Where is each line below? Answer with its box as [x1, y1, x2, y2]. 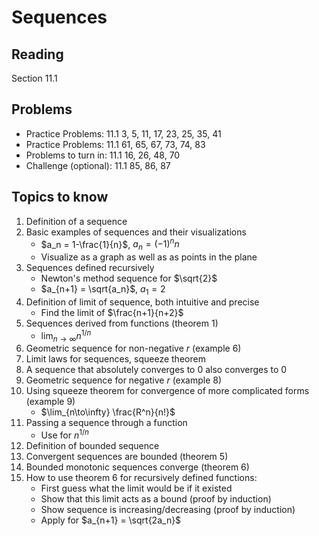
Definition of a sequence [25, 215, 128, 227]
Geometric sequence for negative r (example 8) [25, 374, 223, 386]
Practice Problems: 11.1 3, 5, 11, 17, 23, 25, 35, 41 [25, 127, 222, 140]
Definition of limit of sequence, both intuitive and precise [25, 296, 260, 308]
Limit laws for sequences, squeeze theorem [25, 353, 206, 365]
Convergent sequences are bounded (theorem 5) [25, 450, 229, 462]
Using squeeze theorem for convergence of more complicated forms [25, 385, 310, 397]
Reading [11, 46, 64, 63]
